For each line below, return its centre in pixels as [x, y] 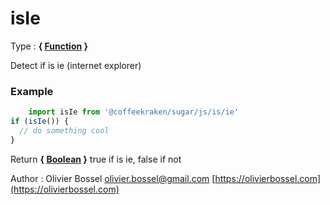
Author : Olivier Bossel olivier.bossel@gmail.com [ [113, 178]
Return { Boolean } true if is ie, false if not [96, 159]
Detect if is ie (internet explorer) [76, 65]
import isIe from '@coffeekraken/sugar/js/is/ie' [134, 112]
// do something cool [64, 130]
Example [32, 91]
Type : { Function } [49, 46]
